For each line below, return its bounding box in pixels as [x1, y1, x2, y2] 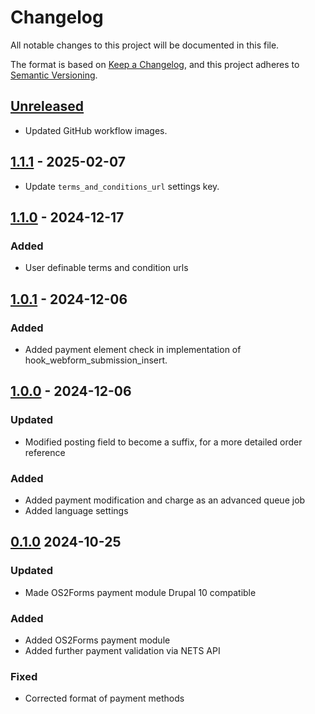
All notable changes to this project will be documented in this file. [10, 39, 280, 51]
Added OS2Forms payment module [24, 634, 171, 646]
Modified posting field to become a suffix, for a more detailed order [24, 436, 303, 448]
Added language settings [24, 504, 129, 516]
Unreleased [10, 98, 85, 115]
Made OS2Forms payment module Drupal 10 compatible [24, 586, 257, 598]
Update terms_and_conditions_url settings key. [24, 180, 220, 192]
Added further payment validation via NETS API [24, 644, 221, 656]
